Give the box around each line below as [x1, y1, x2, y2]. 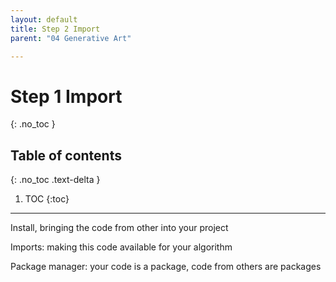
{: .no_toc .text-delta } [10, 174, 101, 186]
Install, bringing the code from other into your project [10, 222, 229, 234]
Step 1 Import [10, 85, 123, 108]
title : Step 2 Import [10, 24, 101, 34]
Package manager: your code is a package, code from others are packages [10, 261, 322, 273]
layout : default [10, 14, 78, 25]
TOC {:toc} [24, 193, 70, 205]
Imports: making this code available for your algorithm [10, 241, 233, 253]
